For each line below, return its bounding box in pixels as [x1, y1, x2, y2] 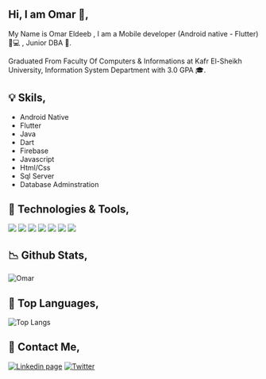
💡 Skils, [8, 91, 46, 105]
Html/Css [19, 163, 51, 172]
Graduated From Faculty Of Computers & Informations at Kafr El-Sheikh [8, 56, 242, 66]
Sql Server [19, 171, 55, 181]
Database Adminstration [19, 179, 99, 189]
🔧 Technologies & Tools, [8, 203, 129, 216]
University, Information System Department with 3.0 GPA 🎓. [8, 65, 206, 75]
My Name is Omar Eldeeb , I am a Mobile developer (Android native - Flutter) [8, 29, 259, 38]
